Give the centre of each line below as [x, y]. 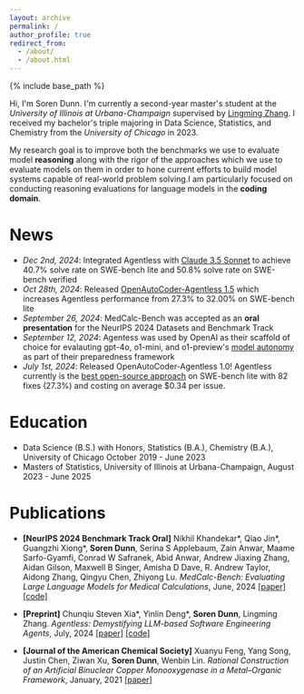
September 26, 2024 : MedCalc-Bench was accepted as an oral [141, 318]
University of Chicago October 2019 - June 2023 [114, 457]
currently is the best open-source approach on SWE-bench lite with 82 [155, 376]
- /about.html [44, 60]
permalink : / [34, 26]
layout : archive [40, 18]
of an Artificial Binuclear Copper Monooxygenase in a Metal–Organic [152, 669]
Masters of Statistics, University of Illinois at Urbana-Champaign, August [158, 466]
